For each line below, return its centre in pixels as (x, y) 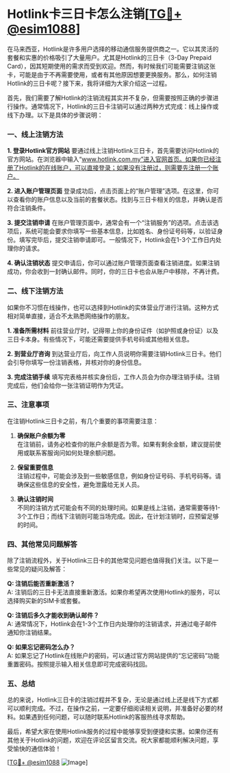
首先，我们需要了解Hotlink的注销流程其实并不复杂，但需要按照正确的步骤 (110, 97)
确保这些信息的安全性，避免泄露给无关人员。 (80, 484)
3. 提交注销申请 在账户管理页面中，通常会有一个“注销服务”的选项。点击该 (110, 223)
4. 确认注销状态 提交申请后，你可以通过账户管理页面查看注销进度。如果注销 (114, 263)
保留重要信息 (35, 467)
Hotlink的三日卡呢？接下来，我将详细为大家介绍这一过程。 (89, 83)
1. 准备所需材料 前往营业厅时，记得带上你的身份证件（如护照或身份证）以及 (113, 331)
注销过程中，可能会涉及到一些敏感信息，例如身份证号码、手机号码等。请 (119, 476)
